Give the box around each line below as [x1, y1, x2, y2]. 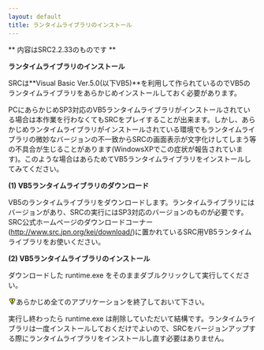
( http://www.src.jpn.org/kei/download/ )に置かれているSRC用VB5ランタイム [8, 227, 252, 236]
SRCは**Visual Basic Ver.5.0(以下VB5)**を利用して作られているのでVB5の [8, 78, 251, 87]
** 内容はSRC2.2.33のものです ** [8, 44, 117, 54]
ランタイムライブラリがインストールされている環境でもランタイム [28, 125, 242, 134]
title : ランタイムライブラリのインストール [8, 20, 132, 29]
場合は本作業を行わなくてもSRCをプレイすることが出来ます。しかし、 [14, 114, 242, 124]
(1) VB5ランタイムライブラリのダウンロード [8, 181, 150, 190]
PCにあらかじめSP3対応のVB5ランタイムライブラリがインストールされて [8, 105, 244, 114]
